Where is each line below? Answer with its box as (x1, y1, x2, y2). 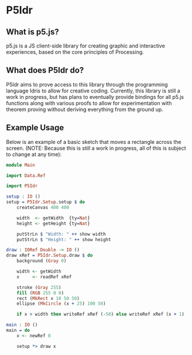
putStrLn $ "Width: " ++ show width (16, 231, 107, 237)
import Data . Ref (6, 173, 46, 178)
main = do (6, 328, 30, 333)
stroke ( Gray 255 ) (16, 284, 61, 290)
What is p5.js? (6, 27, 60, 37)
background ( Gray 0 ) (16, 258, 67, 264)
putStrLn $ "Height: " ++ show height (16, 236, 111, 243)
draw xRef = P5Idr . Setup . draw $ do (6, 253, 93, 259)
